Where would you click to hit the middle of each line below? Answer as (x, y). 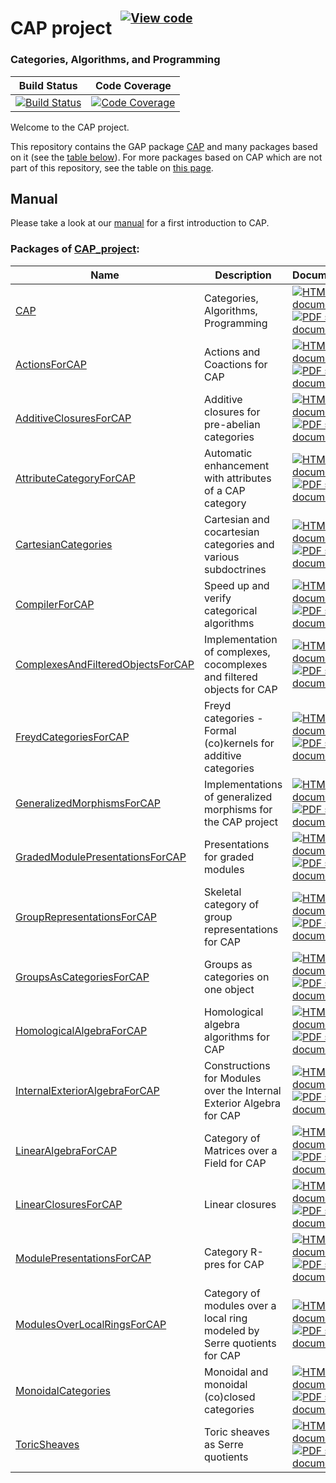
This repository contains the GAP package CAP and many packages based (164, 146)
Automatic (228, 453)
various (222, 557)
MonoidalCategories (63, 1390)
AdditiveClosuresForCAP (73, 418)
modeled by (232, 1330)
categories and (239, 544)
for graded (229, 857)
